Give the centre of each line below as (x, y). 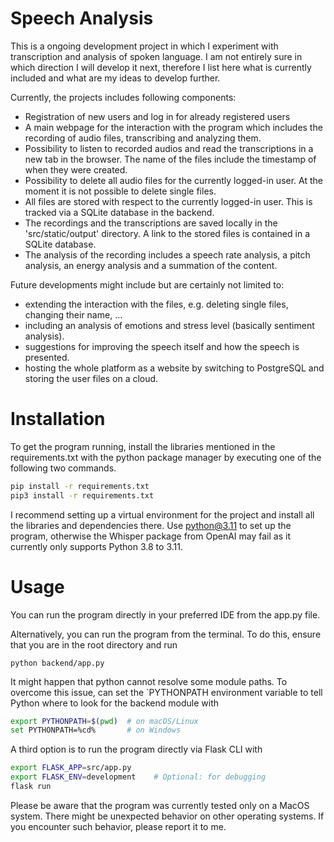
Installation (58, 419)
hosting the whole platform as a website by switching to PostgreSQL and (174, 368)
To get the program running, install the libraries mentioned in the (143, 446)
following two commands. (63, 468)
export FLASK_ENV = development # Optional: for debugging (138, 777)
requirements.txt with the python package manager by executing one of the (166, 457)
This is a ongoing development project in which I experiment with (144, 46)
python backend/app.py (57, 663)
